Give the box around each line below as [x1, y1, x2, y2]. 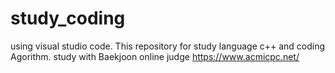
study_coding [10, 7, 126, 30]
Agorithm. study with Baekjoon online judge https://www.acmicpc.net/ [10, 50, 300, 62]
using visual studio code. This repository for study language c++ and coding [10, 40, 326, 52]
